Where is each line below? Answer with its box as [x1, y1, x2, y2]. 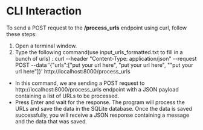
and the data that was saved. [14, 117, 88, 125]
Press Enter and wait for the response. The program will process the [14, 98, 185, 106]
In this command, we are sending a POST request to [14, 79, 145, 87]
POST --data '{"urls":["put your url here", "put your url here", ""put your [14, 61, 193, 69]
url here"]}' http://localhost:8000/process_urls [14, 67, 131, 75]
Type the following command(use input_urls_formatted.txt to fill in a [14, 48, 183, 55]
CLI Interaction [6, 4, 82, 18]
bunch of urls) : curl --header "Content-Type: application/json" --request [14, 55, 197, 62]
